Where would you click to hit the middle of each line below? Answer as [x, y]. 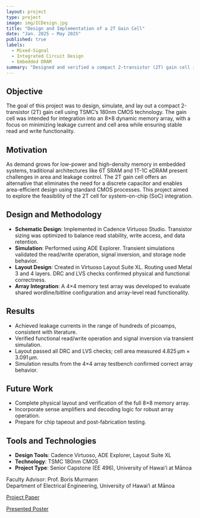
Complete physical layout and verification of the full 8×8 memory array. [102, 403]
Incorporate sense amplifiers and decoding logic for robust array [94, 409]
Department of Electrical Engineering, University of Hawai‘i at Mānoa [90, 486]
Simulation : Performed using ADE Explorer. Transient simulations [95, 248]
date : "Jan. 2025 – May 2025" [44, 34]
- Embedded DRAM [32, 61]
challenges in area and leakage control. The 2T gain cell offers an [87, 177]
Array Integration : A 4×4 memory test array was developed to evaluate [102, 286]
